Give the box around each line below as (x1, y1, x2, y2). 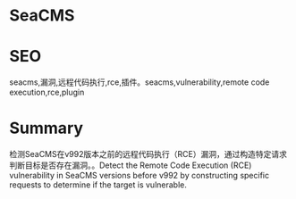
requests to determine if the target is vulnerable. (9, 179, 188, 190)
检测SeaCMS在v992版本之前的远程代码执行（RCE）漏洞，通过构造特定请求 (9, 149, 288, 160)
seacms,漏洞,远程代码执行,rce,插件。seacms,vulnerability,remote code (9, 77, 270, 87)
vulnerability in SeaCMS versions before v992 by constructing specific (9, 170, 270, 181)
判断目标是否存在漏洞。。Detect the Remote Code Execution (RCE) (9, 160, 252, 170)
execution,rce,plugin (9, 87, 85, 98)
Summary (9, 118, 83, 138)
